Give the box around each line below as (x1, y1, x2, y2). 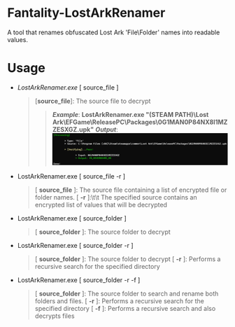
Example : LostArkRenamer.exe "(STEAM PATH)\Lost (52, 110, 209, 118)
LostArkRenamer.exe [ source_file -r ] (17, 172, 126, 181)
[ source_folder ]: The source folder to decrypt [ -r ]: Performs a (34, 255, 221, 263)
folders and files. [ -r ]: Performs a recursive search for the (34, 297, 204, 305)
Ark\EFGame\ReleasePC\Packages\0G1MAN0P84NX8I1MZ (52, 118, 228, 126)
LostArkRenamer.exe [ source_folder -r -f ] (17, 276, 141, 284)
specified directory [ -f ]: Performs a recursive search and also (34, 305, 216, 313)
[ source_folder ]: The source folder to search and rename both (34, 289, 219, 298)
